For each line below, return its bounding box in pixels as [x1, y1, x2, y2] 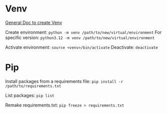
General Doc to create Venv [5, 19, 62, 25]
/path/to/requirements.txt [5, 83, 61, 88]
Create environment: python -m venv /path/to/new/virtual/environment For [5, 29, 162, 35]
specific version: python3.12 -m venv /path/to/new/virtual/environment [5, 34, 155, 40]
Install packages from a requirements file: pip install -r [5, 78, 123, 84]
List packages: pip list [5, 92, 54, 98]
